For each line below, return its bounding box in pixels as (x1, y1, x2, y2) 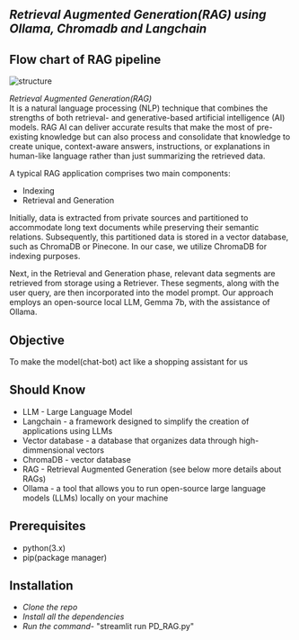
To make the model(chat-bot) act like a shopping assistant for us (9, 356, 249, 367)
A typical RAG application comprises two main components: (9, 168, 231, 179)
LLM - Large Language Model (22, 406, 133, 417)
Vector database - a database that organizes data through (22, 435, 238, 446)
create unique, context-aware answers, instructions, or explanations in (9, 141, 270, 152)
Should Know (9, 383, 86, 398)
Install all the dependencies (22, 611, 125, 622)
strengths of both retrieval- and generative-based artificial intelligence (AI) (9, 113, 286, 123)
